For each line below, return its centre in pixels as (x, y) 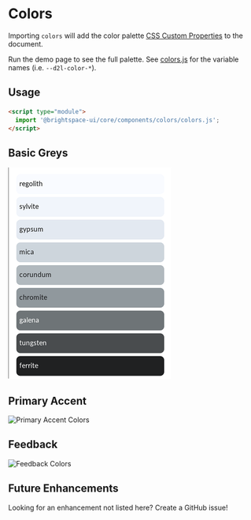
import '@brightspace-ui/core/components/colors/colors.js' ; (118, 120)
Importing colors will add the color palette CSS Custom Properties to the (126, 36)
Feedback (33, 445)
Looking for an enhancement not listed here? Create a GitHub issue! (118, 507)
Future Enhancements (64, 489)
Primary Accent (47, 400)
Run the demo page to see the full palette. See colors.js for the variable (124, 59)
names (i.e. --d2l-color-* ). (52, 67)
